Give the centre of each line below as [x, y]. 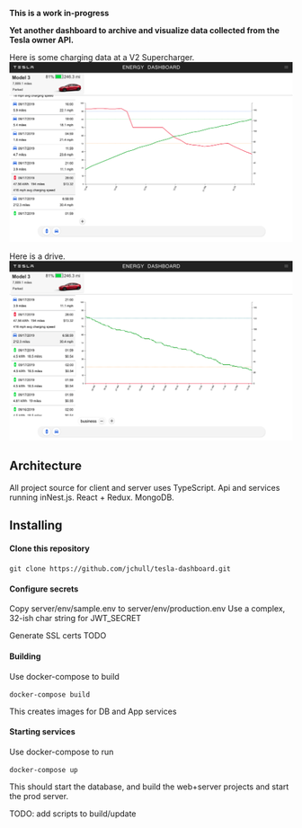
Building [25, 656]
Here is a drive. [37, 256]
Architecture [46, 466]
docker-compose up [44, 770]
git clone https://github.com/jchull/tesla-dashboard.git [120, 569]
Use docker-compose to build [64, 676]
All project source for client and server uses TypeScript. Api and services [145, 487]
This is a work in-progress [59, 13]
